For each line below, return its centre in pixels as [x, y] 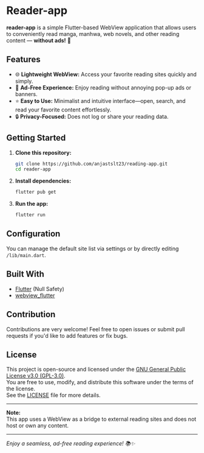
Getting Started [36, 138]
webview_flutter [35, 295]
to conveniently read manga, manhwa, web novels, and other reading [93, 33]
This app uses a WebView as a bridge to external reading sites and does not [101, 419]
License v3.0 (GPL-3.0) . [36, 376]
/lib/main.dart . [26, 255]
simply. [24, 81]
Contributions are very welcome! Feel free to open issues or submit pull [96, 329]
